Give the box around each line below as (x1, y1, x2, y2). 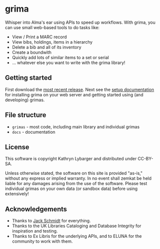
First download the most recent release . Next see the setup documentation (5, 86, 154, 93)
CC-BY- (137, 156, 154, 162)
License (5, 143, 29, 151)
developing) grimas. (5, 97, 45, 103)
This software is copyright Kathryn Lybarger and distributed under (5, 156, 137, 162)
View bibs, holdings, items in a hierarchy (12, 39, 93, 45)
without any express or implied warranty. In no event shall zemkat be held (5, 175, 152, 181)
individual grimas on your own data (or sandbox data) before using (5, 186, 138, 192)
